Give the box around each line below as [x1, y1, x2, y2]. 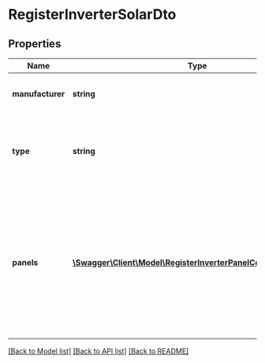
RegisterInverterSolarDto [8, 6, 177, 24]
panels [12, 257, 39, 268]
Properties [8, 37, 62, 51]
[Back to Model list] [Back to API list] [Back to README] [8, 346, 189, 356]
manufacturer [12, 88, 65, 99]
